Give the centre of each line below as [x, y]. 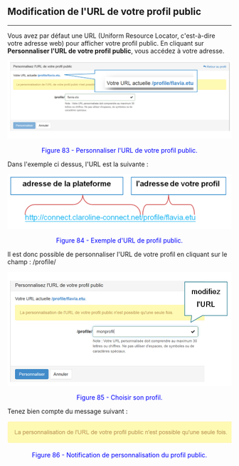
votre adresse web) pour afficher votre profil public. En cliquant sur [106, 43]
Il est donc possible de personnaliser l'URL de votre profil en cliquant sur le [117, 254]
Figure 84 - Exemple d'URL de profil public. [119, 240]
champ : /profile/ [32, 262]
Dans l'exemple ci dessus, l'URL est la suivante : [78, 164]
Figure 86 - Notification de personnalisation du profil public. [119, 455]
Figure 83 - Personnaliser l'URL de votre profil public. [119, 150]
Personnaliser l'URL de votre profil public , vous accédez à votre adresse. [116, 51]
